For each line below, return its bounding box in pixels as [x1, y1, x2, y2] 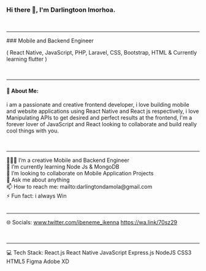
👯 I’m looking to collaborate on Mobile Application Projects [6, 169, 154, 177]
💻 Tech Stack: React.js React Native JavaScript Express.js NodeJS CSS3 [6, 248, 192, 256]
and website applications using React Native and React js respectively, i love [6, 107, 199, 115]
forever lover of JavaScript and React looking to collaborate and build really [6, 120, 197, 128]
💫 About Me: [6, 87, 39, 94]
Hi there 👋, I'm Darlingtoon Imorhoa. [6, 6, 116, 14]
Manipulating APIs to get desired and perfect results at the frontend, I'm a [6, 113, 193, 121]
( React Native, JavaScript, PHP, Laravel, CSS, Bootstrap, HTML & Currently [6, 49, 197, 56]
